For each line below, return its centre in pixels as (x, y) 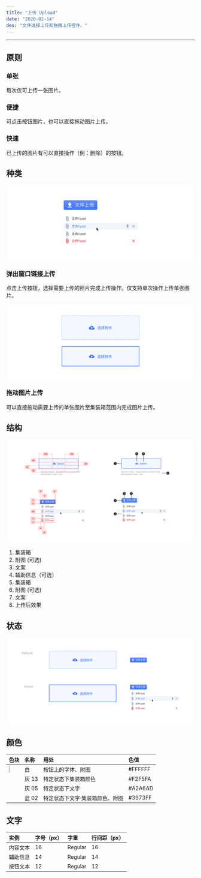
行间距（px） (108, 838)
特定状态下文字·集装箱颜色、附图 (83, 798)
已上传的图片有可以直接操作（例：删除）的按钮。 (66, 152)
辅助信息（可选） (36, 575)
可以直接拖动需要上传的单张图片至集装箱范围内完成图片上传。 (82, 407)
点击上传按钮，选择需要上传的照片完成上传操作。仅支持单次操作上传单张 (95, 288)
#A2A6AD (141, 788)
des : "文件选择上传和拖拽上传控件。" (47, 25)
